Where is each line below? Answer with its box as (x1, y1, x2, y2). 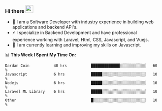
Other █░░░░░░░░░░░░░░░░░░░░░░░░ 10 (5, 98, 158, 103)
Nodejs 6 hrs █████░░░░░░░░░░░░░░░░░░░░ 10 (5, 80, 158, 86)
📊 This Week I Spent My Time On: (5, 52, 76, 58)
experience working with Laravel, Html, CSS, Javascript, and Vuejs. (12, 37, 149, 43)
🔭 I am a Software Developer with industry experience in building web (12, 19, 154, 25)
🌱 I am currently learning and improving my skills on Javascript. (12, 42, 141, 48)
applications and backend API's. (12, 24, 78, 30)
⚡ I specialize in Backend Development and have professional (12, 30, 137, 36)
